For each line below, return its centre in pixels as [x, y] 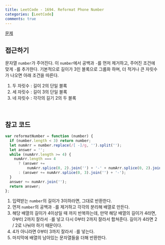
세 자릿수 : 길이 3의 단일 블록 [40, 92]
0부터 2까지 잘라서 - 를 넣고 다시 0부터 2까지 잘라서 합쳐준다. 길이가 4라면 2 [85, 219]
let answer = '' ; [27, 150]
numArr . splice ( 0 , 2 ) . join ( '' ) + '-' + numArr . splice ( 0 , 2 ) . [90, 168]
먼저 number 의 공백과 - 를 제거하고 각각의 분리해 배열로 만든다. [71, 207]
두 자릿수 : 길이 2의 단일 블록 [40, 86]
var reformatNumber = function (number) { [49, 136]
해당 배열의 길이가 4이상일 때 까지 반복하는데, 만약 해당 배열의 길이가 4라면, [84, 213]
